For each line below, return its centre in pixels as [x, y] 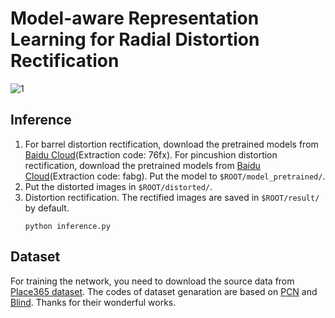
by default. [47, 208]
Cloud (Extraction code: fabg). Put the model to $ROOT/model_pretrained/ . [175, 176]
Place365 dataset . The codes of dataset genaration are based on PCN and [164, 291]
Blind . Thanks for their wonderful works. [93, 302]
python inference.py [67, 226]
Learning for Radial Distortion [135, 39]
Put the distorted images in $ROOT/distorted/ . [118, 186]
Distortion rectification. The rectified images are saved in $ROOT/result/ [172, 197]
